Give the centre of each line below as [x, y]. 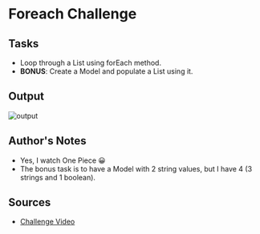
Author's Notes [47, 141]
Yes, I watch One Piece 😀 [63, 160]
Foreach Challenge [73, 14]
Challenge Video [47, 222]
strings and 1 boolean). [58, 177]
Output [26, 97]
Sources [30, 202]
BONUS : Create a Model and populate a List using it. [106, 71]
